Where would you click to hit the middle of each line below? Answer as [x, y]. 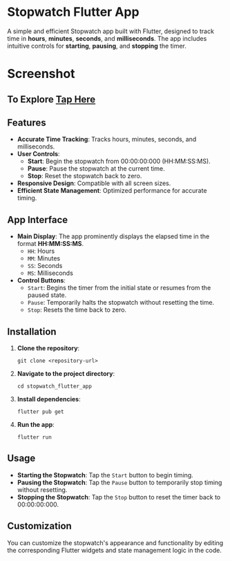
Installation [32, 331]
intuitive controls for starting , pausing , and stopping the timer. [97, 46]
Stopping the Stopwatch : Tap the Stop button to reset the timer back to [119, 497]
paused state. [47, 295]
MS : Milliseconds [50, 273]
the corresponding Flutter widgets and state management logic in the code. [115, 550]
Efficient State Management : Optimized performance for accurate [112, 191]
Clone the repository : [48, 348]
